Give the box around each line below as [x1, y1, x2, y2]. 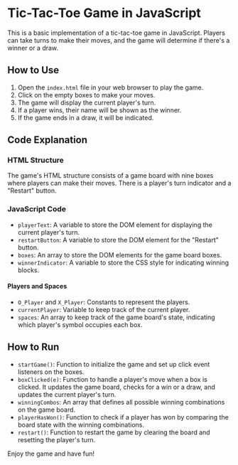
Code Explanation [7, 134, 87, 146]
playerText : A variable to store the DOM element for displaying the [17, 220, 213, 229]
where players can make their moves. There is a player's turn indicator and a [7, 179, 232, 188]
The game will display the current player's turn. [17, 98, 156, 107]
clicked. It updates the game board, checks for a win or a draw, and [17, 383, 215, 391]
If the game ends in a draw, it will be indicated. [17, 113, 154, 122]
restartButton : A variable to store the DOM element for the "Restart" [17, 235, 219, 244]
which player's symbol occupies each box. [17, 320, 143, 328]
